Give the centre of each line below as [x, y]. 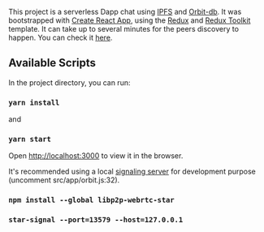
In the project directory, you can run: [69, 82]
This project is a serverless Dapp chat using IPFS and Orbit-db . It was [125, 12]
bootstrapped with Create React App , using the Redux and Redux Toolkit [130, 20]
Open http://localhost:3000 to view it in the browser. [96, 156]
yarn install [34, 102]
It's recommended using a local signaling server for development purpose [132, 172]
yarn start [30, 140]
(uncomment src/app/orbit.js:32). [64, 180]
